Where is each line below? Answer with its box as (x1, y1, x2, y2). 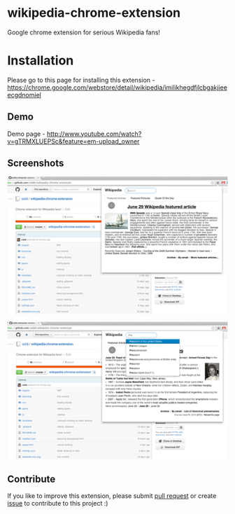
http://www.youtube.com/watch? (46, 130, 142, 138)
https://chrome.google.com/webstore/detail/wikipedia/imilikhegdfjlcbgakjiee (7, 83, 227, 92)
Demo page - (7, 130, 45, 138)
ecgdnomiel (7, 90, 42, 99)
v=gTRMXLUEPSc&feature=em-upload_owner (7, 137, 140, 145)
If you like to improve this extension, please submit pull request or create (7, 492, 217, 500)
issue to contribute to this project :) (7, 499, 108, 508)
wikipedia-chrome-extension (7, 5, 180, 21)
